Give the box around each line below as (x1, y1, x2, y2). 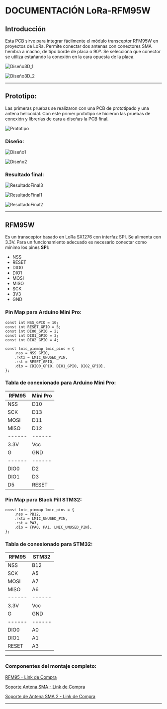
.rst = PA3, (14, 521, 39, 526)
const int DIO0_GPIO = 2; (5, 328, 59, 334)
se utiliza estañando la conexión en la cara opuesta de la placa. (5, 54, 135, 60)
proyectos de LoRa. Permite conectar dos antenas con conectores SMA (5, 43, 152, 49)
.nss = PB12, (14, 512, 41, 517)
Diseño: (5, 138, 24, 145)
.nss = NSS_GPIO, (14, 350, 50, 355)
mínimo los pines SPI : (5, 244, 49, 250)
